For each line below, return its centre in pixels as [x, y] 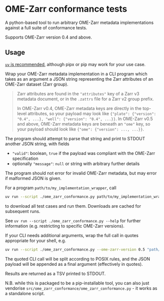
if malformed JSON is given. [33, 178]
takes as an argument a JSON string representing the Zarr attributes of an [79, 79]
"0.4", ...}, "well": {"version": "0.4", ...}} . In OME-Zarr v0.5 [85, 119]
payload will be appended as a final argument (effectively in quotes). [74, 264]
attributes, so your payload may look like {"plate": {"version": [92, 113]
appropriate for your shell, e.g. [36, 240]
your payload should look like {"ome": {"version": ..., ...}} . [80, 129]
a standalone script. [25, 293]
